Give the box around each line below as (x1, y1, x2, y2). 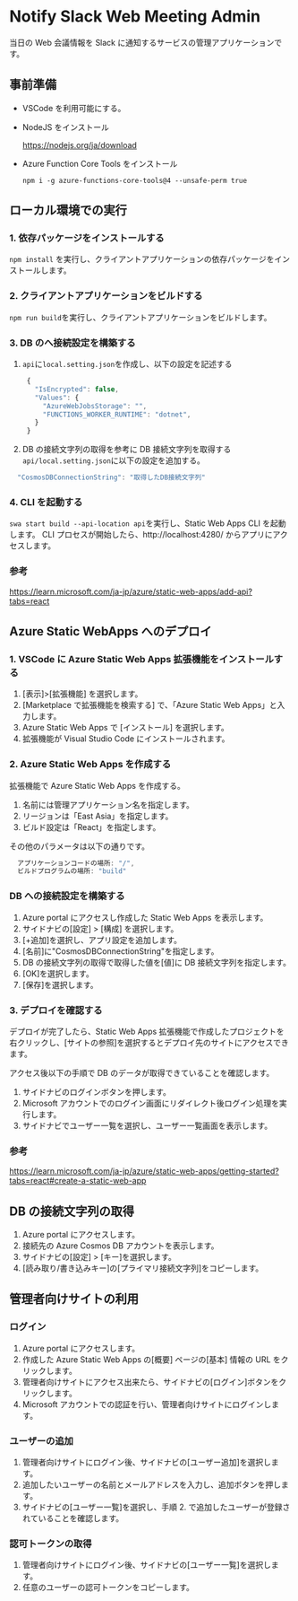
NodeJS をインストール (21, 121, 110, 132)
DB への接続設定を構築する (9, 890, 125, 903)
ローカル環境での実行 (9, 203, 127, 218)
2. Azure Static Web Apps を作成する (9, 758, 172, 771)
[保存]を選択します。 (21, 979, 98, 990)
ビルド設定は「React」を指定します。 (21, 821, 161, 832)
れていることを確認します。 (21, 1513, 123, 1524)
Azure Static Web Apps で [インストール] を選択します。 (21, 722, 230, 733)
